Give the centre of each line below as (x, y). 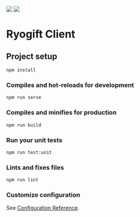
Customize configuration (43, 195)
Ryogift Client (41, 34)
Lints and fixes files (35, 167)
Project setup (32, 56)
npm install (21, 70)
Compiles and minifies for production (61, 113)
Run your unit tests (34, 140)
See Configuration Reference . (43, 208)
